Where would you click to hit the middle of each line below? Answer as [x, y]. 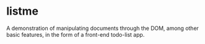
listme [22, 11]
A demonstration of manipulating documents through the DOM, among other [102, 28]
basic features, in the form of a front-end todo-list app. [76, 34]
